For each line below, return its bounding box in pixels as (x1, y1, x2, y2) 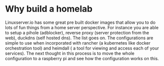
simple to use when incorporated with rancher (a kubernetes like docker (5, 40, 151, 46)
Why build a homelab (5, 3, 93, 15)
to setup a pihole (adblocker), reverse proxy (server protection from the (5, 30, 149, 35)
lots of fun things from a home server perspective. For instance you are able (5, 24, 159, 30)
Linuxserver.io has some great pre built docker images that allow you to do (5, 19, 156, 25)
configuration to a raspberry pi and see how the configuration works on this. (5, 55, 159, 61)
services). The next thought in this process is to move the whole (5, 50, 135, 56)
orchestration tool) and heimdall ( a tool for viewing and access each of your (5, 45, 159, 51)
